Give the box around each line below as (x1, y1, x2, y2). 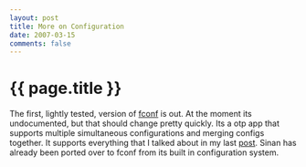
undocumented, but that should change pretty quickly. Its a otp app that (9, 118, 280, 129)
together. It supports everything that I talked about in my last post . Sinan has (9, 138, 297, 149)
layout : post (9, 13, 59, 23)
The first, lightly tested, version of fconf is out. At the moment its (9, 109, 253, 120)
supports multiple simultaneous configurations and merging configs (9, 128, 265, 139)
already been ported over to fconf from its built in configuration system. (9, 147, 280, 158)
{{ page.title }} (9, 78, 122, 99)
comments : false (9, 38, 71, 48)
